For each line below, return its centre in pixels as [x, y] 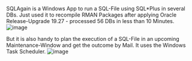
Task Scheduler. [26, 52]
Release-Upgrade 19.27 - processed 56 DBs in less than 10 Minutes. [90, 21]
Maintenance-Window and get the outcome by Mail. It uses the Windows [96, 45]
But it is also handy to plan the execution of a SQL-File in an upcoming [93, 39]
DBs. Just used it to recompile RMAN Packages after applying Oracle [91, 15]
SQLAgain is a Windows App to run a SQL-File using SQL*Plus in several [96, 9]
